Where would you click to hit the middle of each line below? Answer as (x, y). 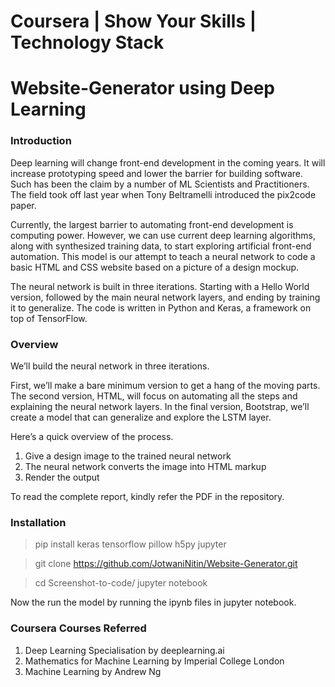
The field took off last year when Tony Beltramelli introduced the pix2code (163, 194)
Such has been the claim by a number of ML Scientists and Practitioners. (160, 184)
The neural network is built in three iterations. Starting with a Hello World (160, 286)
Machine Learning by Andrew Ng (93, 671)
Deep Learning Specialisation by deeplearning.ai (124, 650)
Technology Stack (87, 42)
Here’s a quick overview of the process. (92, 436)
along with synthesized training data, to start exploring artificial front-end (161, 246)
